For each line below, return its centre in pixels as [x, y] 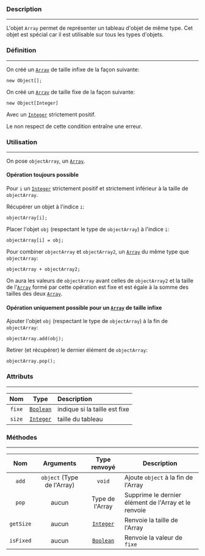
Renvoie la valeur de [153, 537]
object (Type [60, 477]
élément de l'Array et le [157, 502]
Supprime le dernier [153, 494]
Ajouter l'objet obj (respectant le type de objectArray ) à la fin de [87, 321]
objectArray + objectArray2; [43, 269]
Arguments [60, 463]
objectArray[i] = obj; [35, 241]
